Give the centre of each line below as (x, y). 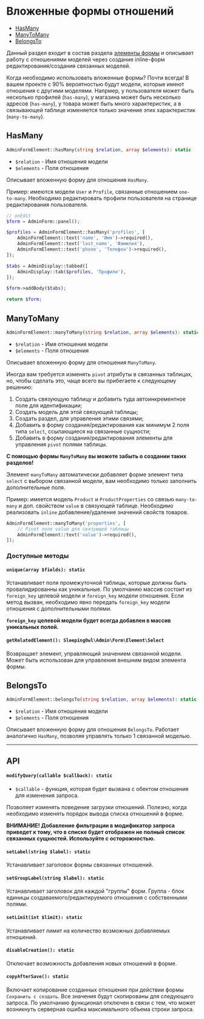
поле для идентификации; (49, 405)
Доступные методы (38, 556)
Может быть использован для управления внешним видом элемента (96, 660)
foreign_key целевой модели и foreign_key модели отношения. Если (95, 596)
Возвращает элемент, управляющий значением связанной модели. (94, 653)
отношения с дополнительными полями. (59, 609)
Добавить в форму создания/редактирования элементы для (94, 438)
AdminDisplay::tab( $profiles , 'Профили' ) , (72, 272)
